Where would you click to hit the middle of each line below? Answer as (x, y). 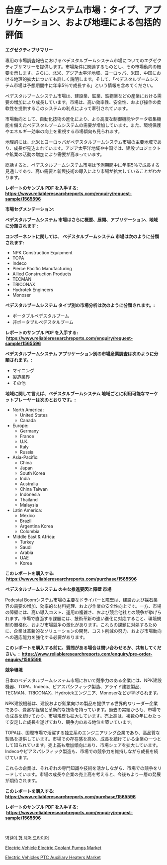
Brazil (26, 521)
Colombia (30, 531)
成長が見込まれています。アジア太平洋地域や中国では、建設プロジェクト (87, 148)
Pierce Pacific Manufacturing (42, 268)
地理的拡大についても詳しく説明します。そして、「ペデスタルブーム (82, 79)
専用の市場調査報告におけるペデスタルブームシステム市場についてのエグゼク (83, 60)
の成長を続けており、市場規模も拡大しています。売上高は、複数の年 (75, 716)
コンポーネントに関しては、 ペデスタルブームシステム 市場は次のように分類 (82, 236)
